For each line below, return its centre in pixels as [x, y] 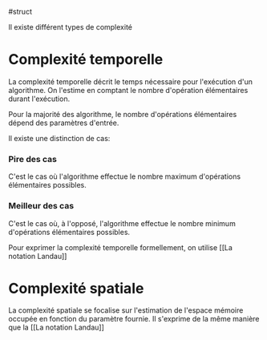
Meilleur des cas [41, 206]
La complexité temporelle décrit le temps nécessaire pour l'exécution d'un [131, 81]
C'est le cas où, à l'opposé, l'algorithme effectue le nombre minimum [122, 223]
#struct [20, 12]
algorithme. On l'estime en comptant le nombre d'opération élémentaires [128, 90]
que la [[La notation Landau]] [56, 327]
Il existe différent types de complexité [70, 27]
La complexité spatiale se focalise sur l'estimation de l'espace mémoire [126, 310]
